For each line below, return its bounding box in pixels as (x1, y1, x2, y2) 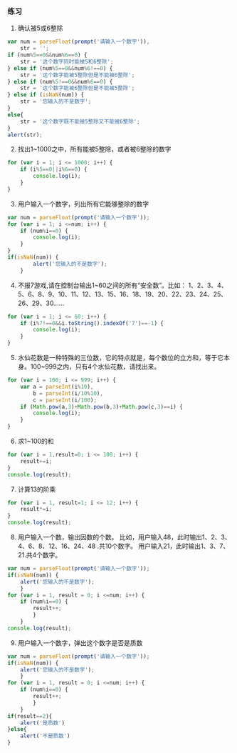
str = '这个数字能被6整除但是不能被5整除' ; (20, 84, 135, 92)
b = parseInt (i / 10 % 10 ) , (33, 389, 103, 397)
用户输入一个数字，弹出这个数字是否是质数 (17, 638, 143, 647)
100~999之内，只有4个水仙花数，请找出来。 (30, 362, 161, 371)
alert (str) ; (7, 131, 43, 139)
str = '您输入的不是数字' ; (20, 98, 92, 105)
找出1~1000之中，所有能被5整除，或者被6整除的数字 (17, 145, 172, 154)
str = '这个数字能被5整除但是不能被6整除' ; (20, 71, 135, 79)
